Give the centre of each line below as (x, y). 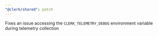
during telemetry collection (32, 28)
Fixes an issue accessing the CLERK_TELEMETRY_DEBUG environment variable (79, 23)
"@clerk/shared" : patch (29, 9)
